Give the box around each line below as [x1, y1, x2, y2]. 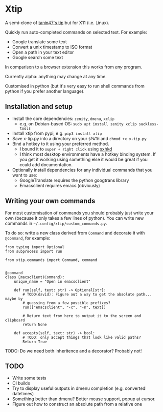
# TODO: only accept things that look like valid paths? [23, 335, 141, 340]
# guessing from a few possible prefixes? [23, 300, 111, 305]
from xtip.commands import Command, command [5, 257, 97, 263]
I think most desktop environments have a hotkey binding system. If [19, 151, 156, 157]
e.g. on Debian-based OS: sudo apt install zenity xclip [19, 120, 137, 126]
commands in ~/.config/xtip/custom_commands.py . [5, 220, 107, 226]
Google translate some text [12, 38, 67, 45]
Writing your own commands [5, 197, 95, 205]
